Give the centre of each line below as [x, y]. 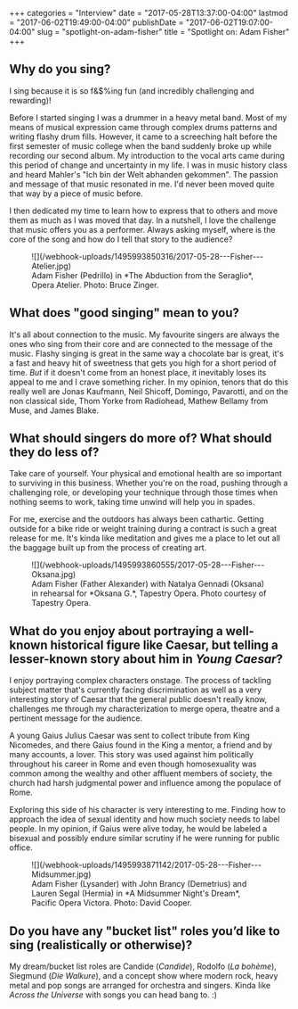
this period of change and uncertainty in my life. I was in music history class [148, 165]
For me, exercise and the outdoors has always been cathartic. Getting [137, 519]
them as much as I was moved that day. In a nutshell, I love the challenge [143, 220]
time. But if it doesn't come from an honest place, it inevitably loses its [138, 372]
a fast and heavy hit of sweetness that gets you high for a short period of [143, 363]
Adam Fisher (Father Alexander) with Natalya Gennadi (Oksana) [148, 584]
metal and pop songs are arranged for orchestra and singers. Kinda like [140, 986]
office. [21, 848]
